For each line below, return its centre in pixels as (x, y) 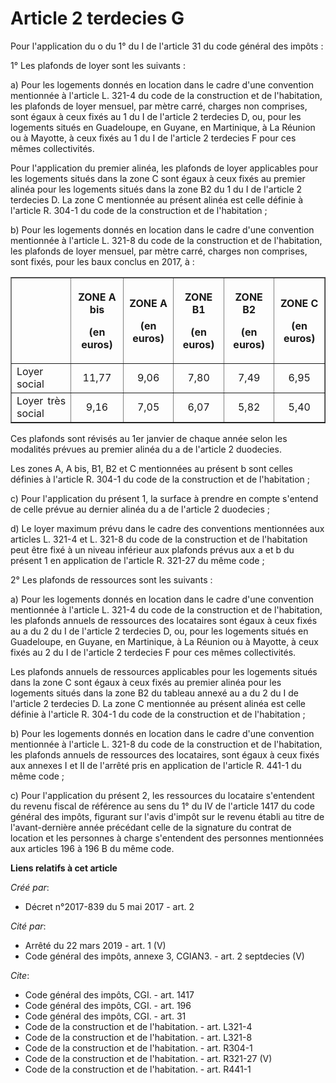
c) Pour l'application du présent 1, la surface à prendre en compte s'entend (164, 498)
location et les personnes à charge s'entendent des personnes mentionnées (167, 838)
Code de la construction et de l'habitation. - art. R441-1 (138, 1069)
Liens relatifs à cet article (64, 868)
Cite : (20, 975)
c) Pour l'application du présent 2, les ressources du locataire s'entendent (162, 795)
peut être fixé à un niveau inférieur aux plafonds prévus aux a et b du (152, 549)
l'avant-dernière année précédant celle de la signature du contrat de (151, 827)
